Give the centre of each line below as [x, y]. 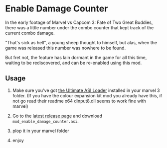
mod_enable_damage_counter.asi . [45, 121]
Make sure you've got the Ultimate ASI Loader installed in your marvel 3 [86, 90]
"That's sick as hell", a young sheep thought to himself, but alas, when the [81, 42]
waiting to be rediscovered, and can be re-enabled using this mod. [74, 63]
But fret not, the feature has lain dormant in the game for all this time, [76, 57]
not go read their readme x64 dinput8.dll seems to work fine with [79, 101]
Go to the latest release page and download [57, 116]
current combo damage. [30, 33]
